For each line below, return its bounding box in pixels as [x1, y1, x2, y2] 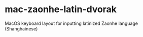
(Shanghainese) [5, 25, 38, 31]
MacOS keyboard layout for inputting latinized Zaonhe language [5, 20, 138, 26]
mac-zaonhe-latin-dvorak [5, 4, 117, 15]
